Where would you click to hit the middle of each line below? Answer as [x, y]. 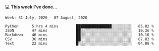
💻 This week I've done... [31, 7]
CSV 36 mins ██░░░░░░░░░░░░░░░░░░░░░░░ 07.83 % [79, 39]
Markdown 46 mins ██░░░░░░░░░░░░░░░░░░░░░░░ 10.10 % [79, 35]
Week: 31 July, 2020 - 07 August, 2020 [46, 18]
